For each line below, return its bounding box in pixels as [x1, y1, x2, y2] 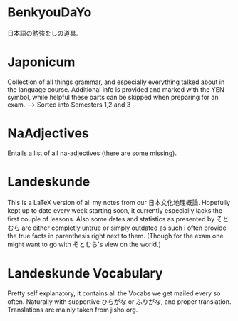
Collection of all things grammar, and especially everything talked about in [7, 78, 225, 86]
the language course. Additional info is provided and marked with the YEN [7, 85, 224, 93]
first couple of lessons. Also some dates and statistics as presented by [7, 214, 215, 223]
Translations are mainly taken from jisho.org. [7, 305, 138, 314]
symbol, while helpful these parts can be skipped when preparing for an [7, 93, 219, 101]
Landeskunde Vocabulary [7, 265, 163, 281]
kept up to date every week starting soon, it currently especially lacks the [7, 206, 223, 214]
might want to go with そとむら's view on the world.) [7, 240, 162, 248]
